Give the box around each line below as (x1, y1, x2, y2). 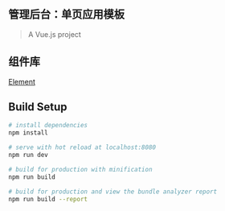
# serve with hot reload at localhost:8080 (8, 143, 157, 151)
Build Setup (8, 100, 67, 114)
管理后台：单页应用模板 (8, 7, 125, 22)
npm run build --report (8, 195, 88, 203)
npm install (8, 129, 48, 137)
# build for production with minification (8, 165, 153, 173)
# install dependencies (8, 122, 88, 130)
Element (8, 77, 36, 86)
